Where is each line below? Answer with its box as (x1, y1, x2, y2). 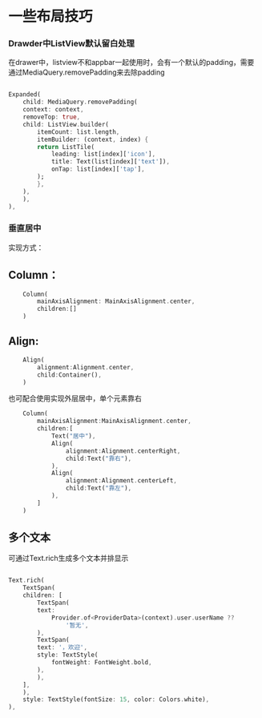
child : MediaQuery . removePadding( (22, 98, 138, 107)
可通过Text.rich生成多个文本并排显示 (8, 554, 129, 563)
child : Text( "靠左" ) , (65, 484, 132, 493)
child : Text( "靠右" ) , (65, 454, 132, 462)
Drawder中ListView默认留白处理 (8, 38, 135, 49)
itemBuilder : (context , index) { (37, 135, 149, 143)
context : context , (22, 106, 84, 114)
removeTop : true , (22, 113, 81, 121)
